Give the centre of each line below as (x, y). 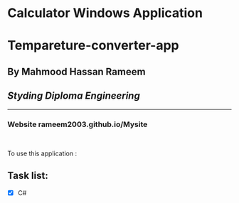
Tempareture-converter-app (93, 46)
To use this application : (42, 153)
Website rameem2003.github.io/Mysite (78, 124)
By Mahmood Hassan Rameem (76, 71)
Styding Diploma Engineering (74, 96)
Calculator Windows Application (105, 13)
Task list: (28, 176)
